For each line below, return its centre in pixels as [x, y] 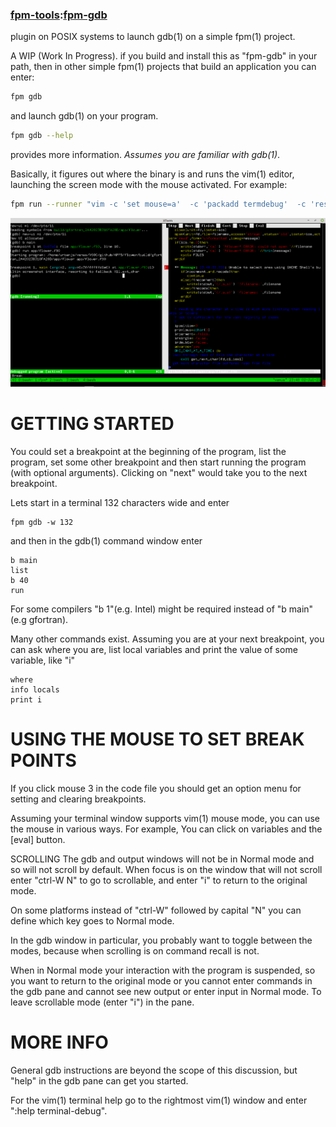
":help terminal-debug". [59, 1110]
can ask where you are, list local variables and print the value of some [154, 649]
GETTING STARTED [92, 424]
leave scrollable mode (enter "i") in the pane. [102, 1002]
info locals [35, 689]
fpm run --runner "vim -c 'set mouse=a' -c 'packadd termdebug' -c [158, 204]
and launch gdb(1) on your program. [84, 116]
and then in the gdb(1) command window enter [106, 540]
